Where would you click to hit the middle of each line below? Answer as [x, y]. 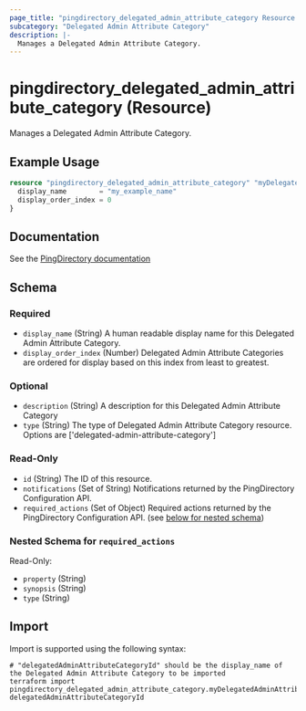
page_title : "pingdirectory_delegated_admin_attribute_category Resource [153, 18]
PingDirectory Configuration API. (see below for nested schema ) [143, 518]
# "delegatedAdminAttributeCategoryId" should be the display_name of [146, 665]
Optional [29, 386]
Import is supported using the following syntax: [98, 648]
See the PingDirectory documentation [80, 259]
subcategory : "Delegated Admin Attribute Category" [109, 26]
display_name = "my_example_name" [97, 191]
